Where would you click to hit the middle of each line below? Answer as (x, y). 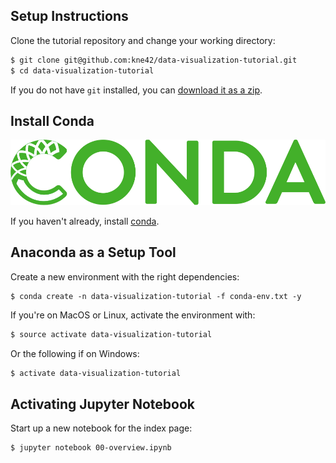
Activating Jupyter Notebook (102, 404)
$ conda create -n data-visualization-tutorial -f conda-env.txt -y (156, 296)
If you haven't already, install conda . (85, 221)
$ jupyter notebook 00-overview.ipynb (91, 448)
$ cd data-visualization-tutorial (82, 70)
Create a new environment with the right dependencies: (125, 276)
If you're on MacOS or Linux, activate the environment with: (133, 315)
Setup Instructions (69, 16)
